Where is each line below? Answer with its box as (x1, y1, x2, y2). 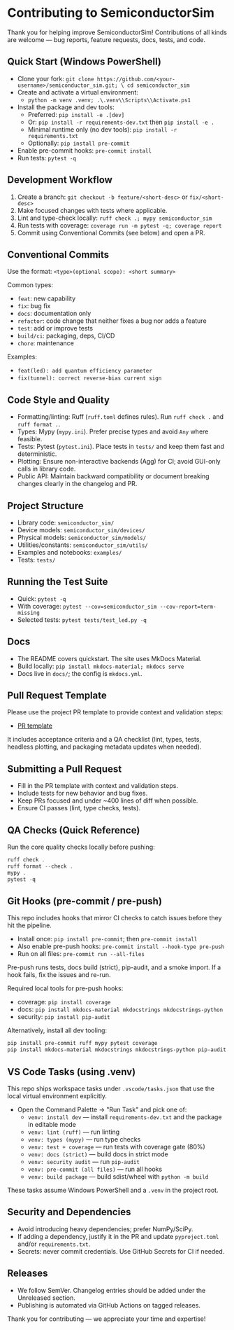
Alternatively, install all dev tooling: (7, 1026, 107, 1034)
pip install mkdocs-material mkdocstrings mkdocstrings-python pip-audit (7, 1046, 227, 1053)
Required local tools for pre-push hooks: (7, 984, 124, 992)
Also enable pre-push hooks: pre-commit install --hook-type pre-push (17, 942, 225, 950)
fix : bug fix (17, 302, 51, 310)
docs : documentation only (17, 310, 92, 318)
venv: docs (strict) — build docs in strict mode (27, 1150, 169, 1158)
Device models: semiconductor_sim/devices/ (17, 526, 145, 534)
